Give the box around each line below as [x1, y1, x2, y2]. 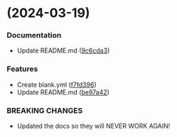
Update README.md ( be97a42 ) [16, 87, 109, 97]
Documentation [6, 31, 62, 40]
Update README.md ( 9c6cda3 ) [16, 46, 110, 55]
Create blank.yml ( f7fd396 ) [16, 80, 97, 89]
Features [6, 64, 38, 74]
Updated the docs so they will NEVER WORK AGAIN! [16, 122, 171, 131]
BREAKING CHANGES [6, 105, 83, 115]
